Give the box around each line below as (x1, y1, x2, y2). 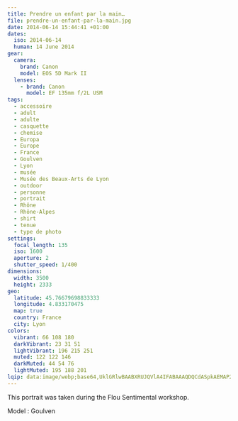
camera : (13, 57, 37, 64)
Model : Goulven (7, 406, 55, 415)
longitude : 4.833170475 (13, 301, 84, 308)
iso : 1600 (13, 248, 42, 256)
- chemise (13, 129, 42, 136)
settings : (7, 235, 37, 242)
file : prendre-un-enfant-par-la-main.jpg (7, 17, 132, 24)
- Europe (13, 143, 40, 150)
